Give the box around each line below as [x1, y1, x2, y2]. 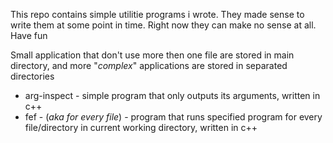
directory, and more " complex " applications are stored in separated [10, 60, 288, 71]
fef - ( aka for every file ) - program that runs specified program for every [24, 111, 323, 123]
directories [10, 70, 55, 82]
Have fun [10, 30, 48, 41]
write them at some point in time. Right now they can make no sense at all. [10, 19, 317, 31]
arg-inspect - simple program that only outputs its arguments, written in [24, 90, 321, 101]
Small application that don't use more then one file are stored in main [10, 49, 295, 61]
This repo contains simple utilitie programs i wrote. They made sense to [10, 9, 305, 20]
